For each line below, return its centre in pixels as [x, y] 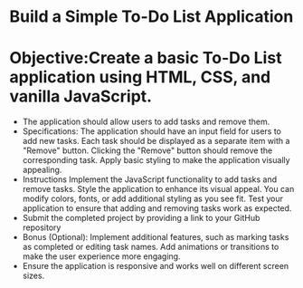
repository [42, 227]
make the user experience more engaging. [101, 256]
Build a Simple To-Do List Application [151, 17]
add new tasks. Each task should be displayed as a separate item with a [156, 141]
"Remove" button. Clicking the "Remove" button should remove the [147, 150]
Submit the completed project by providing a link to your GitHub [141, 218]
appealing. [42, 170]
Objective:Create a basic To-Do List [146, 58]
